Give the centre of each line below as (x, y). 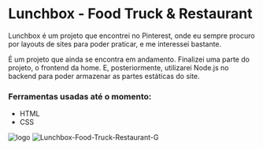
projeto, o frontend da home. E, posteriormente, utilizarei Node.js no (119, 67)
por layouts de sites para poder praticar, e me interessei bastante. (115, 43)
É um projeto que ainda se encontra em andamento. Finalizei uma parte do (129, 59)
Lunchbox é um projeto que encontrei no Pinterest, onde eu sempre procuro (131, 36)
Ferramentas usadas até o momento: (80, 96)
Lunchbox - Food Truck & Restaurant (130, 14)
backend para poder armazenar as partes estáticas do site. (104, 76)
